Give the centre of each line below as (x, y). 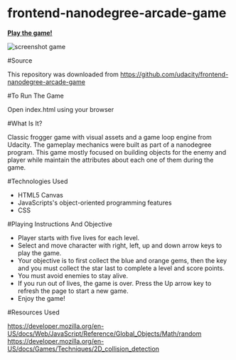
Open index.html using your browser (61, 109)
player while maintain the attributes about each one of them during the (111, 160)
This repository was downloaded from (63, 74)
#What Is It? (25, 123)
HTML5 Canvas (41, 195)
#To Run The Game (36, 96)
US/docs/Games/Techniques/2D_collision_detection (84, 349)
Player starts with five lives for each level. (79, 237)
